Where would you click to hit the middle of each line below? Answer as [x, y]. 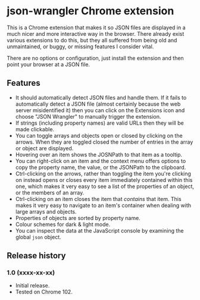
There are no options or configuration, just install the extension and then [95, 58]
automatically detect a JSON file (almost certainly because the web [98, 104]
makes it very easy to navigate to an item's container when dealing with [103, 205]
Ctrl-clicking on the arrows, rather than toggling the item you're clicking [103, 174]
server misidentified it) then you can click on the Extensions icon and [100, 110]
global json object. [38, 237]
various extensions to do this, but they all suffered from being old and [92, 40]
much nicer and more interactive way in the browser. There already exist [96, 33]
